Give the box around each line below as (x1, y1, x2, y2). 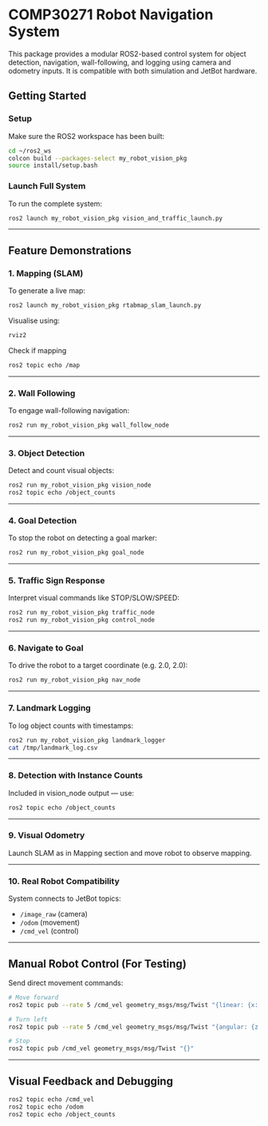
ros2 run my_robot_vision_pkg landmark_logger (8, 736, 166, 744)
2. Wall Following (8, 388, 76, 399)
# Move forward (8, 993, 59, 1001)
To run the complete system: (8, 198, 102, 209)
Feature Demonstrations (8, 244, 132, 257)
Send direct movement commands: (8, 977, 124, 988)
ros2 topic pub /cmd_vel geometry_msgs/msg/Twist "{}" (8, 1044, 195, 1052)
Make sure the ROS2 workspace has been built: (8, 131, 165, 141)
